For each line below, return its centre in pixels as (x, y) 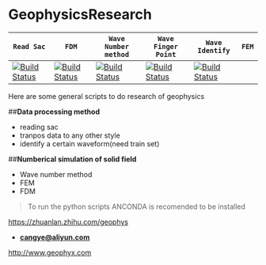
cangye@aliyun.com (55, 237)
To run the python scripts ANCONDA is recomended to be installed (136, 206)
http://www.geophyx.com (50, 252)
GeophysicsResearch (80, 15)
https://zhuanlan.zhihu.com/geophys (68, 221)
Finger (165, 46)
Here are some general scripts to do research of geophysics (106, 96)
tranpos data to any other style (70, 135)
